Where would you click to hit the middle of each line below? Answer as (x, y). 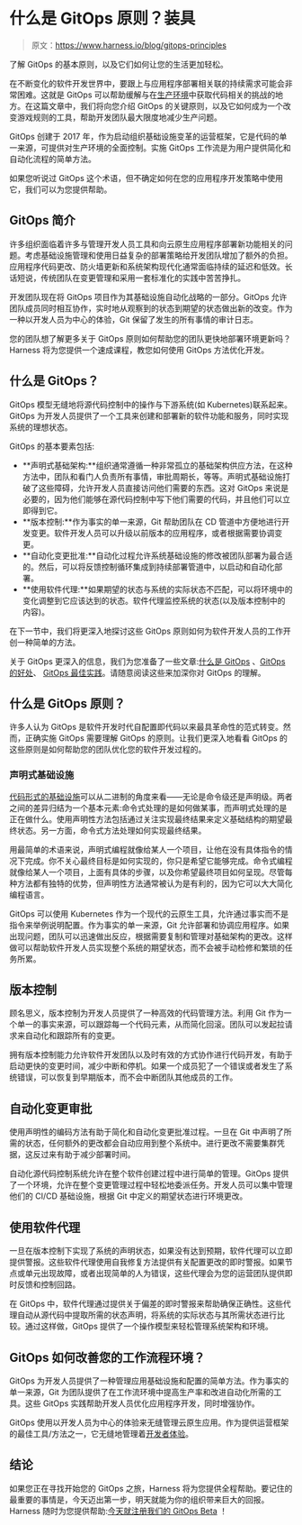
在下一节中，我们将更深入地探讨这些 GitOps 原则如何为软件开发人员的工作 (146, 631)
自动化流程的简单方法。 (53, 159)
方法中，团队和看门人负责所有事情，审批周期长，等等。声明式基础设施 (152, 476)
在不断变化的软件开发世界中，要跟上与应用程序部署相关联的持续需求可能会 (147, 83)
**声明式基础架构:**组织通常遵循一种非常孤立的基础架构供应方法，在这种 (157, 465)
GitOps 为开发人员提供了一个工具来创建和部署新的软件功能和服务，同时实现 (149, 415)
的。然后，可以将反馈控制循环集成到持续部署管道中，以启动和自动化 (148, 566)
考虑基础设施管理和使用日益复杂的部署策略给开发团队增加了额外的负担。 (159, 255)
